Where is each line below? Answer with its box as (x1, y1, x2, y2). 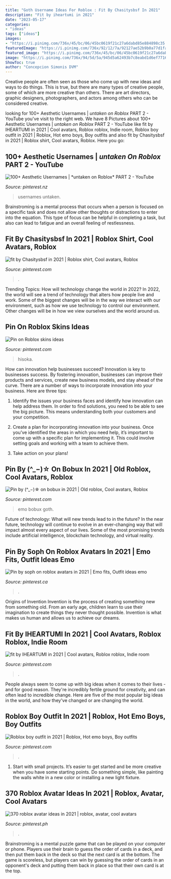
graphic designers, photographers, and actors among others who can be (5, 95, 158, 101)
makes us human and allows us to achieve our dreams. (5, 615, 121, 621)
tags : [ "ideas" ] (5, 31, 40, 36)
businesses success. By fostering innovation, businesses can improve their (5, 371, 163, 378)
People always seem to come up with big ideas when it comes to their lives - (5, 681, 166, 687)
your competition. (12, 414, 50, 420)
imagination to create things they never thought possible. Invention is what (5, 609, 162, 616)
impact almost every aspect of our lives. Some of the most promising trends (5, 527, 164, 533)
